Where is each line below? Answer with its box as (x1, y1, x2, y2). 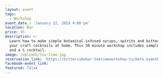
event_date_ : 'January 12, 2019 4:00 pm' (5, 20, 90, 26)
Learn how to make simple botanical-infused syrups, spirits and (9, 39, 145, 44)
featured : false (5, 66, 38, 71)
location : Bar (5, 25, 34, 30)
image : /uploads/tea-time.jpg (5, 52, 66, 57)
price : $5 (5, 30, 25, 34)
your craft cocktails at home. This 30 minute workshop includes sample (9, 43, 160, 48)
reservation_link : (5, 57, 42, 62)
